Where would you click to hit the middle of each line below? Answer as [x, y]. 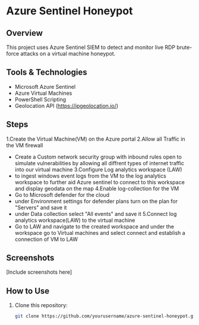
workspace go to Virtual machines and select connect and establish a [100, 233]
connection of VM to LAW [46, 239]
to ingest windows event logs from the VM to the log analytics [90, 176]
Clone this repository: [41, 305]
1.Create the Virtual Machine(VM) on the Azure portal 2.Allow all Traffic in [96, 139]
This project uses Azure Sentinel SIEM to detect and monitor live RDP [91, 47]
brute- [184, 47]
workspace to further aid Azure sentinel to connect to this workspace [100, 182]
